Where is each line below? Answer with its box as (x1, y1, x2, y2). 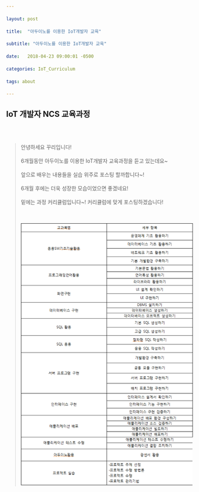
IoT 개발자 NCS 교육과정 (6, 109, 91, 119)
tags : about (6, 78, 36, 84)
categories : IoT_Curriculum (6, 66, 76, 72)
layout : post (6, 15, 38, 22)
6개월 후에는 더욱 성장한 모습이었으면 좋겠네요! (20, 185, 129, 192)
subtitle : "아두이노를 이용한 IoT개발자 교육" (6, 41, 107, 47)
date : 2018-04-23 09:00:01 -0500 (6, 53, 94, 59)
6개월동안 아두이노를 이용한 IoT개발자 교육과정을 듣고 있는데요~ (20, 157, 168, 164)
